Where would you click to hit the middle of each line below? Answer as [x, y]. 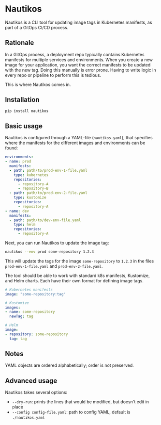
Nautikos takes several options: [36, 392]
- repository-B [33, 188]
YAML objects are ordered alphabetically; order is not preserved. [69, 365]
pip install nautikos [27, 111]
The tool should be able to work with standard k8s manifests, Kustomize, [77, 276]
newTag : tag [22, 316]
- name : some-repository [30, 312]
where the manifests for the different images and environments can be [75, 143]
